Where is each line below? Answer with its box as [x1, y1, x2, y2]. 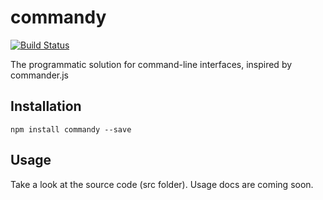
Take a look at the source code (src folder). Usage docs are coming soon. [10, 178, 314, 190]
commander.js [10, 69, 69, 81]
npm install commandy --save [10, 124, 132, 135]
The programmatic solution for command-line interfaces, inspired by [10, 58, 293, 70]
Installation [10, 98, 82, 115]
